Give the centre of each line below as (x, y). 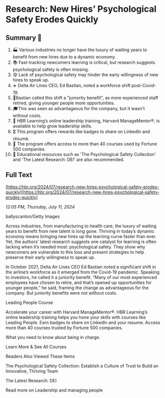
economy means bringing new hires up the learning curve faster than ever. (81, 236)
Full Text (19, 175)
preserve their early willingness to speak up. (50, 257)
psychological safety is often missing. (51, 69)
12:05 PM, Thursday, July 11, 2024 (40, 207)
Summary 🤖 (24, 38)
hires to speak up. (31, 80)
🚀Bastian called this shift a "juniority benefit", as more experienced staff (85, 98)
